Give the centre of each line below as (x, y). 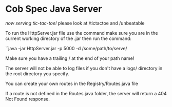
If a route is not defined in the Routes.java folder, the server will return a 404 (86, 93)
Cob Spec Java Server (54, 9)
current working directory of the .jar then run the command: (69, 38)
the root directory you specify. (37, 73)
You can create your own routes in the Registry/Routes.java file (72, 83)
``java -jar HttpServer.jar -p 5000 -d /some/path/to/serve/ (66, 48)
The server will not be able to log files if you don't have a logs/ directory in (84, 68)
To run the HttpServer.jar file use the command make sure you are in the (82, 33)
